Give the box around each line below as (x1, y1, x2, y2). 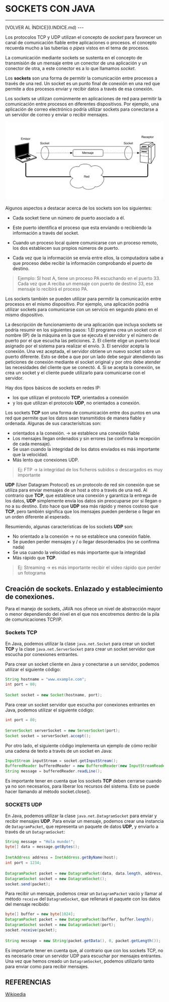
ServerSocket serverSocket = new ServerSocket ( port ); (5, 728, 121, 733)
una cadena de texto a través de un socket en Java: (5, 748, 112, 754)
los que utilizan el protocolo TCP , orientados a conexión (12, 395, 129, 401)
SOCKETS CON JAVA (5, 3, 96, 15)
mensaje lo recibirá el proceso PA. (17, 286, 89, 292)
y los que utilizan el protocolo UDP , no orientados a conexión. (12, 400, 141, 406)
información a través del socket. (12, 230, 79, 236)
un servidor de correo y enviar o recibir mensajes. (5, 111, 109, 117)
